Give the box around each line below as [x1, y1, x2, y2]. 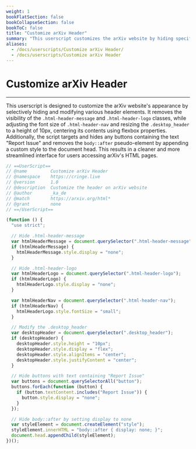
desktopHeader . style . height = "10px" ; [16, 341, 111, 347]
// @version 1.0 [6, 179, 59, 185]
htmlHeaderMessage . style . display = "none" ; [16, 249, 124, 255]
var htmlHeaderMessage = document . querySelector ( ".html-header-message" [11, 239, 192, 244]
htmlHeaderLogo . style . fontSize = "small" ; [16, 308, 121, 315]
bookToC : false [6, 25, 43, 31]
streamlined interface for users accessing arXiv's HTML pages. [6, 151, 158, 158]
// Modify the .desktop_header [11, 324, 87, 330]
